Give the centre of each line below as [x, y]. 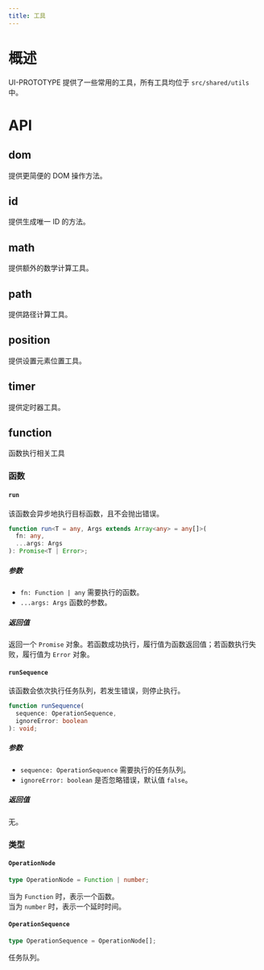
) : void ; [23, 728]
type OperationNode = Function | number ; [79, 880]
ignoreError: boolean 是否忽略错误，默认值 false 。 [106, 780]
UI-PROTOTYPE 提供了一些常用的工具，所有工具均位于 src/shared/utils [129, 82]
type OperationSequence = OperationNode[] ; [82, 941]
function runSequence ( [46, 706]
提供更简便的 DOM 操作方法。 [58, 175]
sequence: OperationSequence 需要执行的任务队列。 [105, 769]
